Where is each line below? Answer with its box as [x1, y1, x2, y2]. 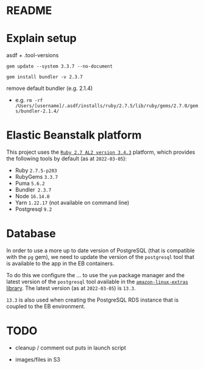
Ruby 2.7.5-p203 [15, 167, 57, 174]
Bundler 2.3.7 [15, 186, 52, 193]
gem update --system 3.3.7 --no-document [6, 63, 113, 70]
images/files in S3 [15, 356, 61, 363]
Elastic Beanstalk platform [6, 128, 142, 142]
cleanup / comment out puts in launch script [15, 344, 127, 351]
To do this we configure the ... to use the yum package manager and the [6, 272, 185, 278]
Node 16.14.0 [15, 193, 50, 200]
